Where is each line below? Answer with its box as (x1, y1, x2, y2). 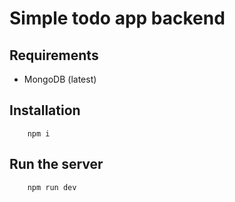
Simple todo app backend (9, 7, 226, 30)
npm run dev (27, 182, 77, 192)
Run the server (9, 156, 104, 173)
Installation (9, 102, 81, 119)
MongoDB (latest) (23, 73, 97, 85)
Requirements (9, 47, 99, 64)
